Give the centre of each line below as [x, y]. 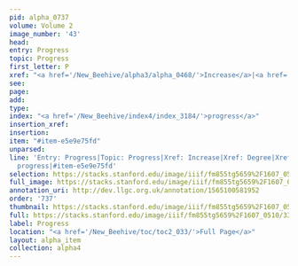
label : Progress [39, 223]
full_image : [31, 183]
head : [19, 42]
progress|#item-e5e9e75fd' [67, 166]
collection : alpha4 [45, 248]
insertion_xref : [39, 125]
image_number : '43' [45, 34]
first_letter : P [39, 67]
